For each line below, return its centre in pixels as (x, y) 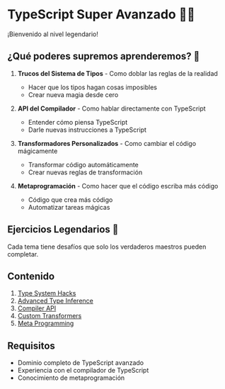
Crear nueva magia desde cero (73, 94)
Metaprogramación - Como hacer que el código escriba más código (118, 186)
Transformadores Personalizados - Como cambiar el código (107, 143)
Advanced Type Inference (55, 301)
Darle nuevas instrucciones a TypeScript (87, 130)
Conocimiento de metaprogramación (71, 378)
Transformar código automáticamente (83, 164)
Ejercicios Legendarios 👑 (63, 230)
